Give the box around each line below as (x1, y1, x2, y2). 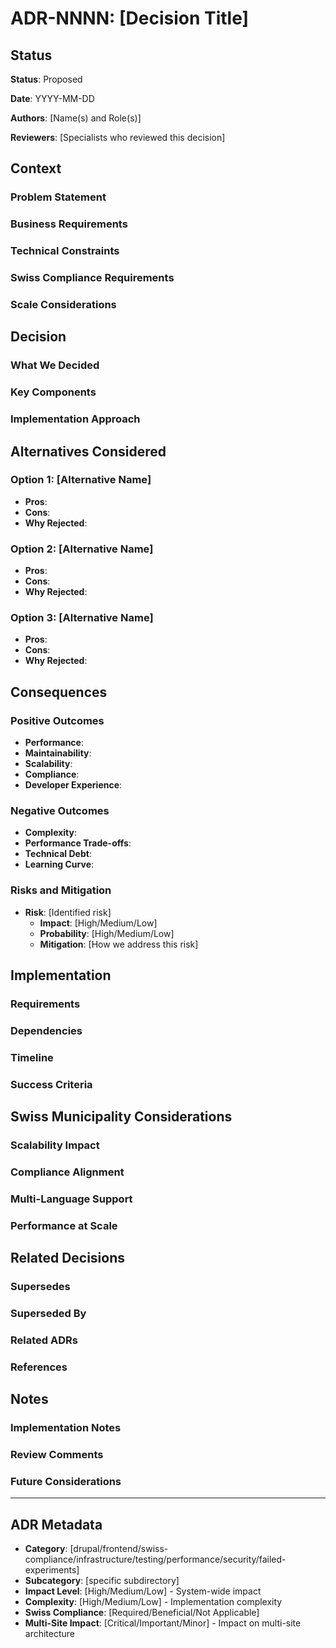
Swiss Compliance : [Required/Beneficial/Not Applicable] (24, 1607, 260, 1619)
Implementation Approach (10, 412, 141, 426)
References (10, 1360, 68, 1374)
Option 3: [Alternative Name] (10, 611, 154, 625)
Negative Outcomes (10, 804, 110, 818)
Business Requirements (10, 217, 128, 231)
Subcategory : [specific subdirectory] (24, 1575, 180, 1587)
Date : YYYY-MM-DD (10, 93, 95, 104)
